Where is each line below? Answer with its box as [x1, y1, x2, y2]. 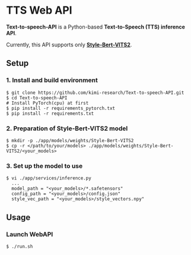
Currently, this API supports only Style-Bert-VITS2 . [6, 41, 132, 48]
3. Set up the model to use [6, 162, 83, 170]
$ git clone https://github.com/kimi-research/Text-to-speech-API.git [6, 90, 184, 96]
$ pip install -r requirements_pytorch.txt [6, 105, 116, 111]
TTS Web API [6, 4, 72, 17]
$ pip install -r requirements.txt [6, 111, 94, 117]
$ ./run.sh [6, 243, 33, 250]
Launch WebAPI [6, 230, 53, 238]
